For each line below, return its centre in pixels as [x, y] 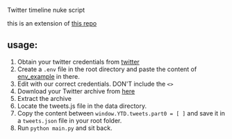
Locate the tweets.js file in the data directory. [82, 106]
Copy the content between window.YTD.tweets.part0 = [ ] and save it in [121, 113]
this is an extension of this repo [52, 23]
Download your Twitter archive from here [76, 91]
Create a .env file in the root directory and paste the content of [107, 69]
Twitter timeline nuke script [46, 10]
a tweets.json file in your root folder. [69, 120]
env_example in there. [48, 76]
